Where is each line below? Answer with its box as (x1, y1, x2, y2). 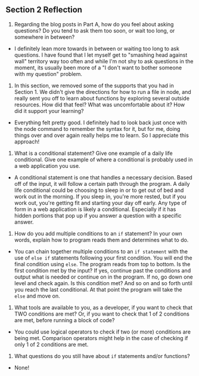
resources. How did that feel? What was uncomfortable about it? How (14, 101, 185, 108)
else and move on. (14, 292, 60, 299)
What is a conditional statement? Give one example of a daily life (14, 149, 173, 157)
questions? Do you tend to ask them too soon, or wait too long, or (14, 27, 175, 34)
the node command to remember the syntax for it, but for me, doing (14, 125, 181, 132)
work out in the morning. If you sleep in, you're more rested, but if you (14, 192, 186, 200)
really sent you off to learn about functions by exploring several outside (14, 94, 190, 102)
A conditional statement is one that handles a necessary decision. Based (14, 173, 193, 181)
